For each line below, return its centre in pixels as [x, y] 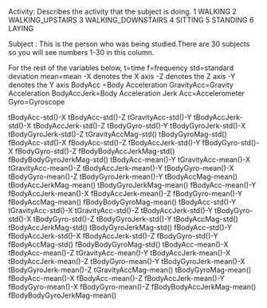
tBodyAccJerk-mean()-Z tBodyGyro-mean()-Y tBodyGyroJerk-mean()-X [127, 261]
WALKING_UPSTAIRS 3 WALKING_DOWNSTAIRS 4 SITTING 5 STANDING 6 [131, 20]
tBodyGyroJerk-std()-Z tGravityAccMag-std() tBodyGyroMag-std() [118, 134]
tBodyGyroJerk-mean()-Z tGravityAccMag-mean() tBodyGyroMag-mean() [130, 270]
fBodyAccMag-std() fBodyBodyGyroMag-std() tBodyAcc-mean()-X [118, 244]
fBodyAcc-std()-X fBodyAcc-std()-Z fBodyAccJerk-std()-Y [104, 142]
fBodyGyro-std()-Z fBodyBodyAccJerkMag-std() [95, 151]
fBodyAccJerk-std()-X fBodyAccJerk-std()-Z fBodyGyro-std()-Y [113, 236]
